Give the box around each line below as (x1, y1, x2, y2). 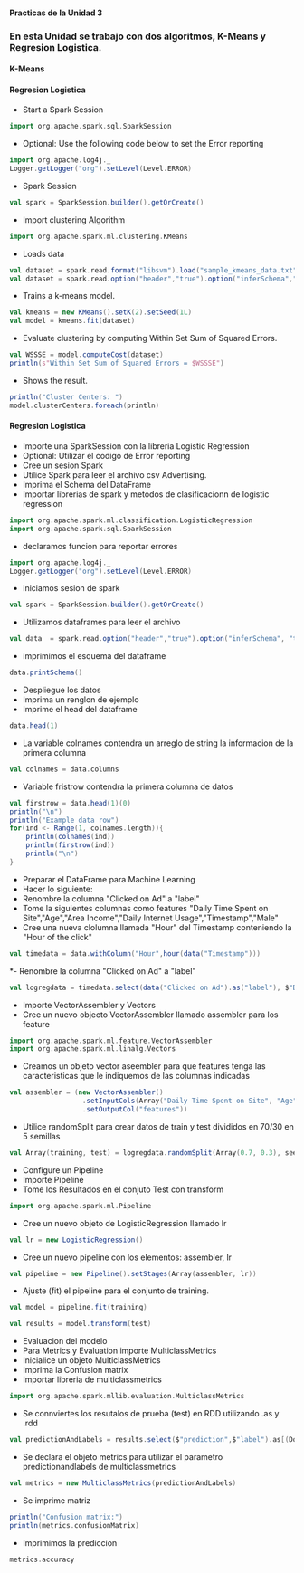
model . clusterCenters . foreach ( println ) (9, 401, 160, 410)
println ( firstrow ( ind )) (25, 841, 116, 850)
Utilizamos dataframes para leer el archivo (22, 616, 181, 628)
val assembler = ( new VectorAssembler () (9, 1088, 165, 1097)
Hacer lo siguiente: (22, 883, 93, 894)
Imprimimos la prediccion (22, 1537, 118, 1548)
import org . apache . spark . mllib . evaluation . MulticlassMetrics (9, 1392, 245, 1401)
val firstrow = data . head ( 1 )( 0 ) (9, 798, 131, 807)
